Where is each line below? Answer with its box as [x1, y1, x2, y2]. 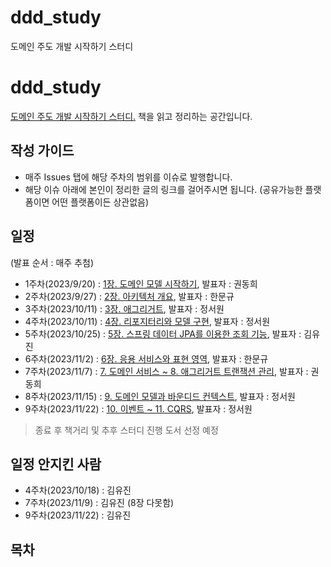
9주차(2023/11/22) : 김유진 [24, 509, 132, 521]
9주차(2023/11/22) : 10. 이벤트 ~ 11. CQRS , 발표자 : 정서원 [24, 402, 253, 415]
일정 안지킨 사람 [10, 456, 102, 473]
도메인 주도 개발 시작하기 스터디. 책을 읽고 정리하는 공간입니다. [10, 110, 253, 122]
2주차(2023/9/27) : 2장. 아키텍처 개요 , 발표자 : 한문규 [24, 290, 235, 302]
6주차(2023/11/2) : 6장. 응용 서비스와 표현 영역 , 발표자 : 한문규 [24, 352, 269, 365]
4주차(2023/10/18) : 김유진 [24, 484, 132, 496]
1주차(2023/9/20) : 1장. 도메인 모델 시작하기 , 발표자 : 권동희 [24, 277, 258, 290]
